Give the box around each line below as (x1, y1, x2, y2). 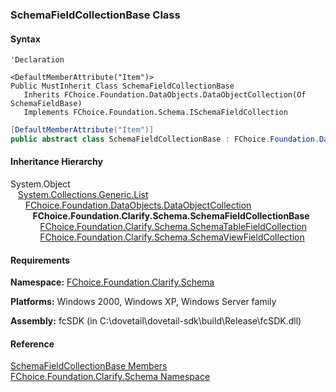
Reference (10, 338, 55, 350)
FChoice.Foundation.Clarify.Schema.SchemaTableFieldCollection (39, 221, 308, 233)
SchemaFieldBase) (10, 99, 83, 109)
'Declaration (10, 55, 65, 65)
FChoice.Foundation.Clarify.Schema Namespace (10, 371, 211, 383)
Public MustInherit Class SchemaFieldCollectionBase (10, 81, 235, 92)
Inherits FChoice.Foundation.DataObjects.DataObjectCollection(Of (23, 90, 307, 100)
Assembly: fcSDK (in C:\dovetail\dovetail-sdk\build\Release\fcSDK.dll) (10, 315, 302, 327)
